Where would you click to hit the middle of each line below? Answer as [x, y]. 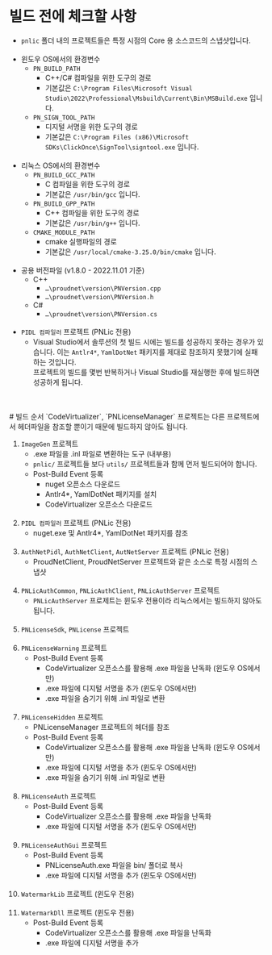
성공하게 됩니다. [58, 382]
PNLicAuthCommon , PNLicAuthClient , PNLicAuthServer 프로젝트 [120, 590]
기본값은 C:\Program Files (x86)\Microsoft [117, 136]
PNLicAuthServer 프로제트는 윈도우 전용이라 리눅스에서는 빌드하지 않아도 [147, 600]
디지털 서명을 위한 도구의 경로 [91, 127]
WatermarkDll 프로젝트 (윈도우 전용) [77, 912]
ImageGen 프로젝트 [50, 444]
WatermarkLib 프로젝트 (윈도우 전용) [77, 894]
